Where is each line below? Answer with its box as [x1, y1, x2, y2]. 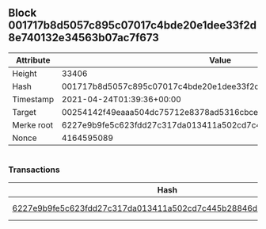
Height [12, 67, 37, 78]
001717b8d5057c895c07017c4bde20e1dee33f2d [8, 19, 257, 32]
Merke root [12, 119, 54, 130]
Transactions [8, 164, 61, 175]
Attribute [15, 55, 51, 66]
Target [12, 106, 37, 117]
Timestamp [12, 94, 55, 105]
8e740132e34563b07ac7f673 [8, 31, 160, 44]
